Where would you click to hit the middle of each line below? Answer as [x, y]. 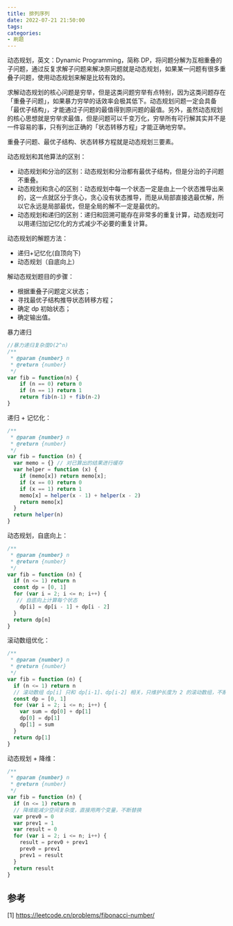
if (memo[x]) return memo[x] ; [63, 476]
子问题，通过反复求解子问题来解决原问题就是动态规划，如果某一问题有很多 [113, 69]
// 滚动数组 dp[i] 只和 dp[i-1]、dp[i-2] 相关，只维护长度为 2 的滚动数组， [115, 692]
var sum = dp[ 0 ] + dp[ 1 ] [55, 712]
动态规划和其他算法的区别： [47, 156]
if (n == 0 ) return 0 [51, 384]
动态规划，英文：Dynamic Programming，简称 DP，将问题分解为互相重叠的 [115, 60]
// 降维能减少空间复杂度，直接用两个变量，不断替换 [78, 810]
